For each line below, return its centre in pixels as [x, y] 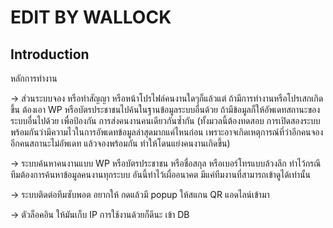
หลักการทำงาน [34, 78]
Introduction [50, 54]
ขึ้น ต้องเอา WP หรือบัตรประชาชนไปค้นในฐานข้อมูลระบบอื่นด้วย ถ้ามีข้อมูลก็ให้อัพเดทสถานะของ [165, 109]
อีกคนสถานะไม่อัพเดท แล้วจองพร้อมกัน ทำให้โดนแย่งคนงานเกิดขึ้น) [120, 143]
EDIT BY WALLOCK [91, 17]
